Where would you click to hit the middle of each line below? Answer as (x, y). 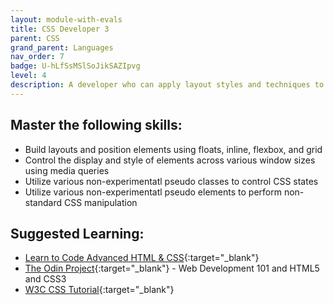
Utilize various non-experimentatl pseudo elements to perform (153, 192)
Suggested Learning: (77, 233)
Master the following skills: (96, 125)
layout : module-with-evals (66, 19)
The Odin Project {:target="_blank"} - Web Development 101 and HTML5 (172, 268)
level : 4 (28, 76)
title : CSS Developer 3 (60, 29)
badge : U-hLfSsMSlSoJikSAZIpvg (75, 66)
